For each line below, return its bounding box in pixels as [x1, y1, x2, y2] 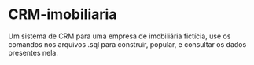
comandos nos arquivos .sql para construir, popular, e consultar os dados [8, 39, 247, 49]
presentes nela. [8, 48, 59, 57]
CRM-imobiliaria [8, 5, 117, 23]
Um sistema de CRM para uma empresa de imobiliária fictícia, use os [8, 31, 231, 41]
